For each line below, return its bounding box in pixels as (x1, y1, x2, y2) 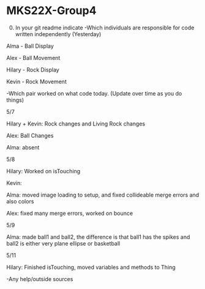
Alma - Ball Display (6, 42, 54, 50)
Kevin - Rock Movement (6, 78, 67, 85)
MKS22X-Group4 (6, 4, 97, 18)
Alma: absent (6, 143, 40, 151)
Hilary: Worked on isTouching (6, 167, 81, 175)
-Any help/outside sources (6, 275, 73, 282)
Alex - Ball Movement (6, 54, 61, 61)
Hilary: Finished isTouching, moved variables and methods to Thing (6, 263, 176, 271)
